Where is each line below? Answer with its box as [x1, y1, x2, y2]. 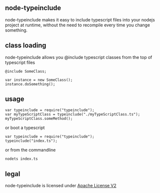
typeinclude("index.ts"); [5, 138, 57, 143]
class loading [5, 41, 46, 50]
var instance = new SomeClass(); [5, 77, 73, 82]
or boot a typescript [5, 125, 45, 131]
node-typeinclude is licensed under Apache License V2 [5, 183, 117, 189]
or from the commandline [5, 147, 56, 153]
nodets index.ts [5, 156, 38, 161]
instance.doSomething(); [5, 81, 55, 87]
